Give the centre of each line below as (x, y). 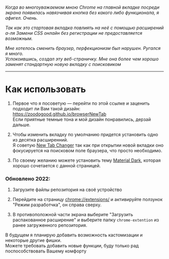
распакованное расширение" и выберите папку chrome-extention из (86, 220)
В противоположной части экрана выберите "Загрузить (73, 215)
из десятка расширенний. (40, 140)
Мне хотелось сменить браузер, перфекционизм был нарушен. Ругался (83, 48)
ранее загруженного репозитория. (50, 225)
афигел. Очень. (22, 18)
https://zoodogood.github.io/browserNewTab (59, 114)
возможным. (19, 38)
